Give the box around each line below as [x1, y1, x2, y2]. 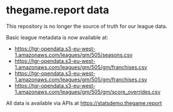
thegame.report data [6, 3, 109, 17]
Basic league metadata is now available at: [6, 34, 109, 41]
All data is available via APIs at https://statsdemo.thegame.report [6, 99, 162, 106]
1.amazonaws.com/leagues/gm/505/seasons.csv [14, 51, 133, 58]
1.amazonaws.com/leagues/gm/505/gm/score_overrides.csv [14, 88, 161, 95]
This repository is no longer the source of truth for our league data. [6, 23, 168, 30]
